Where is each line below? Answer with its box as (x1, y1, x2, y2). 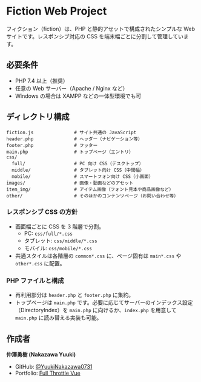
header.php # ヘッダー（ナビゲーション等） (6, 135, 143, 142)
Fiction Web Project (6, 4, 107, 18)
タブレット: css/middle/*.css (24, 237, 98, 244)
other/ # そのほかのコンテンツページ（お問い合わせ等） (6, 193, 179, 199)
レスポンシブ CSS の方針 (6, 208, 78, 216)
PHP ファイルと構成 (6, 276, 64, 285)
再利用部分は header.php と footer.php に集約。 (15, 292, 134, 299)
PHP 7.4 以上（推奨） (15, 77, 68, 84)
